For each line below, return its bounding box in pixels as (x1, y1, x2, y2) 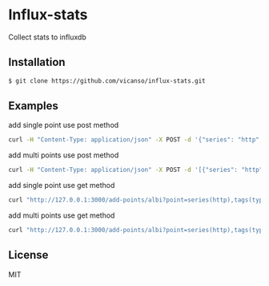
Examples (8, 99, 58, 113)
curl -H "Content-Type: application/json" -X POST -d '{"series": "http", (8, 136, 263, 144)
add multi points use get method (8, 210, 115, 220)
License (8, 248, 49, 262)
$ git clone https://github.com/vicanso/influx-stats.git (8, 76, 206, 85)
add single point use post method (8, 121, 119, 130)
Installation (8, 55, 66, 69)
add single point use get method (8, 181, 115, 190)
